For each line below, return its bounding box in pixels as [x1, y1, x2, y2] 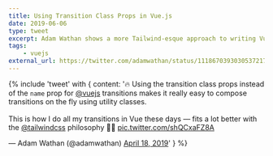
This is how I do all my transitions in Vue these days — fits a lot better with [8, 114, 258, 124]
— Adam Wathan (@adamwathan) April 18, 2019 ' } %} [8, 138, 188, 148]
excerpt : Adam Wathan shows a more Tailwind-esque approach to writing [8, 34, 256, 43]
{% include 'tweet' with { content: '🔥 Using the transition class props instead [8, 78, 265, 89]
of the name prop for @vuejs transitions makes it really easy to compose [8, 88, 248, 98]
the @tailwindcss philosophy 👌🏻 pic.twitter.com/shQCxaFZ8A [8, 122, 215, 132]
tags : [8, 42, 27, 50]
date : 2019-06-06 [8, 19, 67, 27]
